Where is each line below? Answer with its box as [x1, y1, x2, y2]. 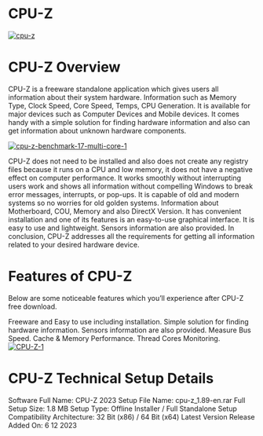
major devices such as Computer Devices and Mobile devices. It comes [8, 109, 239, 119]
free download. [8, 302, 57, 311]
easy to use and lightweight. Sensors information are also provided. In [8, 223, 235, 233]
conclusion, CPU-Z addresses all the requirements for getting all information [8, 231, 255, 240]
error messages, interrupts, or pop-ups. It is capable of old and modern [8, 189, 239, 199]
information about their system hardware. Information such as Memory [8, 92, 237, 102]
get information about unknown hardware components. [8, 126, 187, 135]
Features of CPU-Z [8, 268, 133, 285]
